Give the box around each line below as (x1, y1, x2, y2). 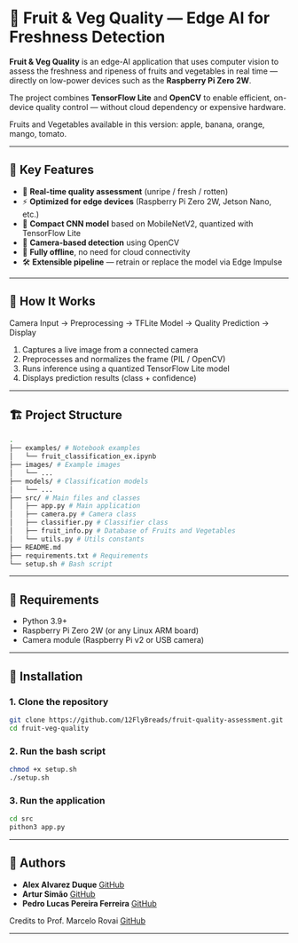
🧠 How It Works (9, 294, 96, 309)
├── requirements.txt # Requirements (9, 551, 149, 560)
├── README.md (9, 543, 62, 551)
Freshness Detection (9, 27, 166, 47)
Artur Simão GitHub (21, 888, 96, 899)
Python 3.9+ (21, 616, 68, 627)
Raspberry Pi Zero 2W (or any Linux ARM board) (21, 625, 200, 636)
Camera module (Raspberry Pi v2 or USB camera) (21, 635, 205, 646)
